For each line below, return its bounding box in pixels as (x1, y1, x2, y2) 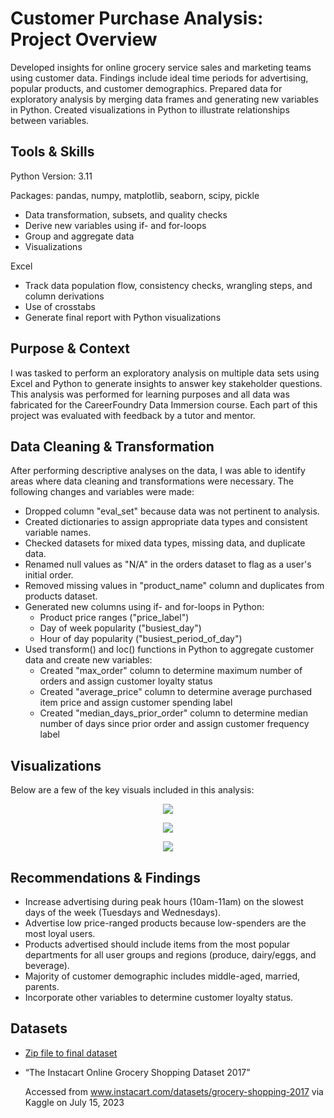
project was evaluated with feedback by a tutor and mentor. (10, 409, 256, 421)
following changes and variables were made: (10, 486, 195, 498)
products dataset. (24, 590, 98, 602)
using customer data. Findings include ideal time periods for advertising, (10, 72, 309, 84)
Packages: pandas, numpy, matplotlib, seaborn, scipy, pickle (10, 189, 260, 201)
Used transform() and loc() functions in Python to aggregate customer (24, 643, 315, 656)
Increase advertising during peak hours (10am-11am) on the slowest (24, 896, 304, 907)
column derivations (24, 290, 105, 302)
